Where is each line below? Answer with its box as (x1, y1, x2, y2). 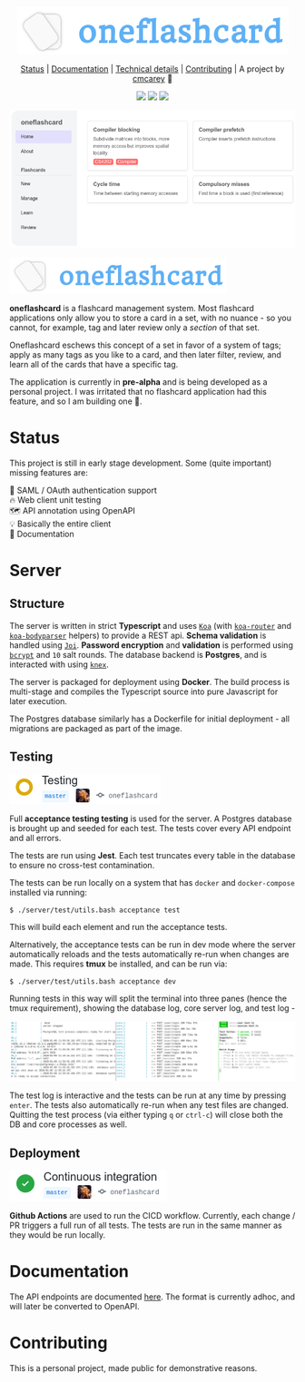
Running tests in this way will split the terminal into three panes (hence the (9, 993, 288, 1005)
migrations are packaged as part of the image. (9, 722, 183, 733)
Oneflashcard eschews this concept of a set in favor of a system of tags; (9, 339, 281, 350)
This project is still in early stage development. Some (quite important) (9, 457, 272, 468)
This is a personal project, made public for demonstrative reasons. (9, 1362, 258, 1373)
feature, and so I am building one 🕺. (9, 396, 143, 407)
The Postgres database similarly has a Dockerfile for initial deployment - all (9, 713, 290, 724)
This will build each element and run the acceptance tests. (9, 922, 228, 933)
